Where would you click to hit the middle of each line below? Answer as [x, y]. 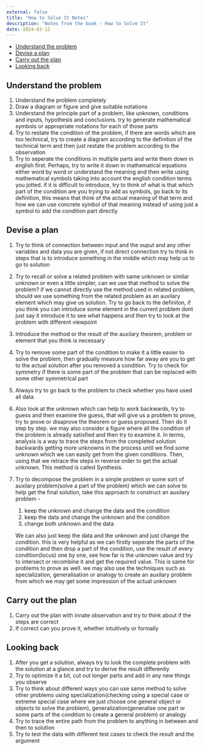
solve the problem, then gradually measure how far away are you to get [105, 359]
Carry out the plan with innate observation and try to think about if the [103, 615]
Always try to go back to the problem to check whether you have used [104, 390]
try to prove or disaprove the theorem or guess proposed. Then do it [101, 421]
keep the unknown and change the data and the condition [97, 510]
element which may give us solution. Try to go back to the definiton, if [103, 302]
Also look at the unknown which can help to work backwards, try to [100, 408]
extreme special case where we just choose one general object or [98, 701]
